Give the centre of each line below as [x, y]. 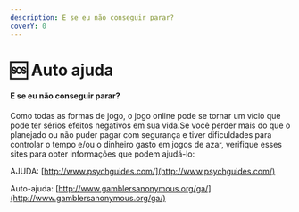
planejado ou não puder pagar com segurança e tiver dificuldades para [141, 134]
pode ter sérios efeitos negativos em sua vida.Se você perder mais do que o [150, 125]
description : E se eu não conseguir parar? [92, 17]
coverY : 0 [29, 26]
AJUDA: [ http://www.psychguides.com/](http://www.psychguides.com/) [143, 171]
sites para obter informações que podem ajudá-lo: [103, 154]
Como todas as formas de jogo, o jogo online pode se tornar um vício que [145, 115]
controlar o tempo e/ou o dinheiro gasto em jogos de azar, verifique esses [146, 144]
